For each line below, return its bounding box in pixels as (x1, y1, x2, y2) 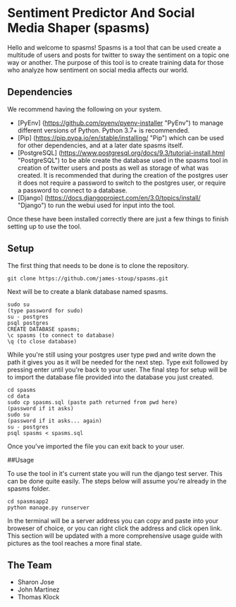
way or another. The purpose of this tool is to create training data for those (7, 58, 224, 66)
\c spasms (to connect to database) (7, 331, 115, 339)
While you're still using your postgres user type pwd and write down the (7, 350, 216, 359)
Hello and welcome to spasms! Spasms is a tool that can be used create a (7, 43, 222, 51)
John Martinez (17, 585, 60, 594)
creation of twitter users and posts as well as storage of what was (17, 164, 209, 172)
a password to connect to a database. (17, 185, 128, 195)
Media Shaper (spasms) (7, 20, 150, 36)
